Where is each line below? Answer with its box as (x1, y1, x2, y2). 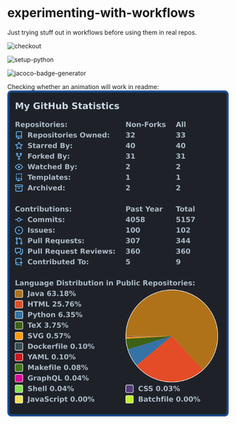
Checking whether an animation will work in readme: (7, 82, 159, 91)
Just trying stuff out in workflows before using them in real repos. (7, 28, 197, 37)
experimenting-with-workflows (7, 5, 195, 21)
